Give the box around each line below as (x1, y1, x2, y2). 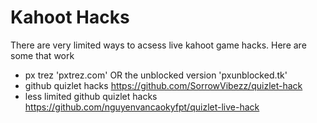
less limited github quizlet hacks (24, 90, 158, 102)
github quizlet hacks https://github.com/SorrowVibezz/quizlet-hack (24, 79, 303, 91)
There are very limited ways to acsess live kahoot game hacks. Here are (10, 39, 307, 51)
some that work (10, 49, 75, 61)
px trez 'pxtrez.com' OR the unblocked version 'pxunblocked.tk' (24, 69, 288, 81)
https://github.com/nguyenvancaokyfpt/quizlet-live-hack (24, 101, 260, 113)
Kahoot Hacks (10, 6, 130, 29)
